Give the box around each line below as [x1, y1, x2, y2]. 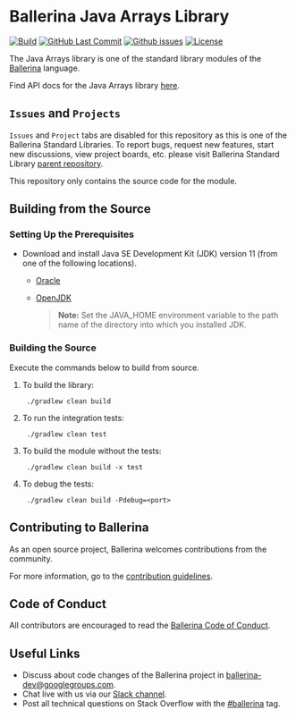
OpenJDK [35, 292, 72, 303]
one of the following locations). [21, 258, 137, 269]
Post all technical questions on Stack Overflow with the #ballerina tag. [21, 698, 281, 709]
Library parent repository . [9, 158, 104, 169]
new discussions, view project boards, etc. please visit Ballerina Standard [9, 148, 280, 159]
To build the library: [21, 379, 95, 390]
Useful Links [9, 646, 80, 661]
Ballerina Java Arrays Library [9, 6, 230, 27]
